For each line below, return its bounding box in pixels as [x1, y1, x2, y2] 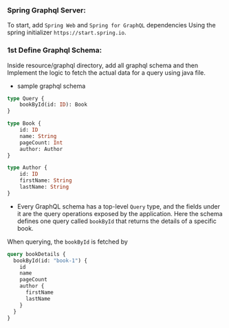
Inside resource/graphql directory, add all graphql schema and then [7, 61, 198, 69]
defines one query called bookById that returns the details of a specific [17, 217, 217, 225]
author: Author [19, 145, 63, 152]
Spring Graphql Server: [7, 5, 86, 15]
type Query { [7, 95, 45, 102]
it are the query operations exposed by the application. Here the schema [17, 209, 223, 218]
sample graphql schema [17, 82, 86, 90]
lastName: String [19, 184, 69, 191]
